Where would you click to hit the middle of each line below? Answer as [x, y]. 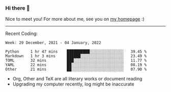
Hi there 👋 [18, 8]
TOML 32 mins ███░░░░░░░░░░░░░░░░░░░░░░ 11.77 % [76, 61]
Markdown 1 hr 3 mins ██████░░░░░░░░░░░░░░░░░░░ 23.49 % [76, 56]
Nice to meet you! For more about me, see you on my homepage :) [75, 19]
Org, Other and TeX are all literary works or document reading [77, 79]
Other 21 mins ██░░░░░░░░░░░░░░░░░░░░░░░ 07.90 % [76, 70]
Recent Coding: [22, 34]
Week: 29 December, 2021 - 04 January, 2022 [53, 43]
